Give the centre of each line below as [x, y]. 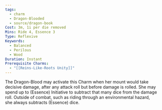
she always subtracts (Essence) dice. [42, 102]
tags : [10, 9]
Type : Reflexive [21, 37]
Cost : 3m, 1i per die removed [36, 28]
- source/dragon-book [31, 23]
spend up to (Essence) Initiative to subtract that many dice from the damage [81, 92]
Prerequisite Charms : [27, 63]
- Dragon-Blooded [27, 18]
